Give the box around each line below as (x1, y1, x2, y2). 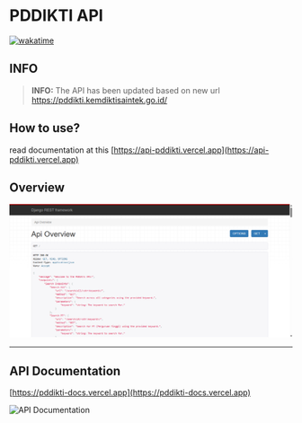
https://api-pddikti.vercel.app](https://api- (113, 145, 270, 155)
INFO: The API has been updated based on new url (31, 84, 220, 95)
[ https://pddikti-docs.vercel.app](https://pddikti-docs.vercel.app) (9, 387, 252, 398)
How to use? (9, 120, 81, 136)
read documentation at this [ (9, 145, 114, 155)
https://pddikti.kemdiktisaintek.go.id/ (31, 94, 168, 105)
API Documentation (9, 363, 121, 378)
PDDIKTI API (9, 5, 103, 26)
